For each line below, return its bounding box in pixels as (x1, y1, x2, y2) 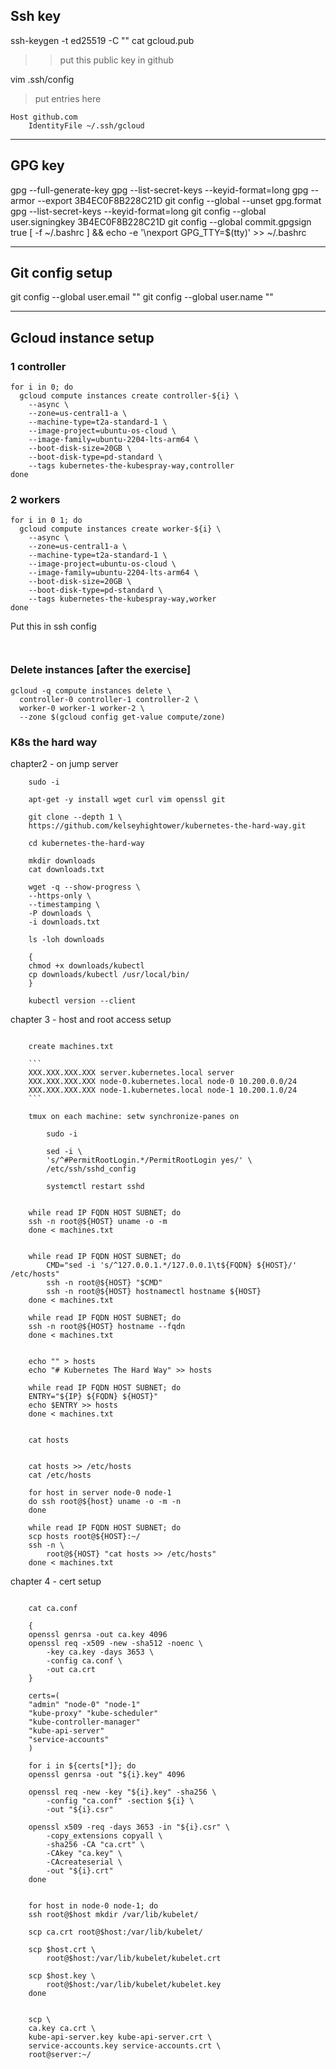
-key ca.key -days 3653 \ (46, 1647, 155, 1658)
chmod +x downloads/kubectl (28, 961, 145, 971)
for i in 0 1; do (10, 515, 83, 526)
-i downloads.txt (28, 917, 101, 928)
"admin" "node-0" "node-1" (28, 1700, 141, 1710)
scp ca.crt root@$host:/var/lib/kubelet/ (28, 1927, 203, 1938)
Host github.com (10, 112, 78, 122)
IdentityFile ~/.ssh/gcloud (28, 120, 145, 131)
